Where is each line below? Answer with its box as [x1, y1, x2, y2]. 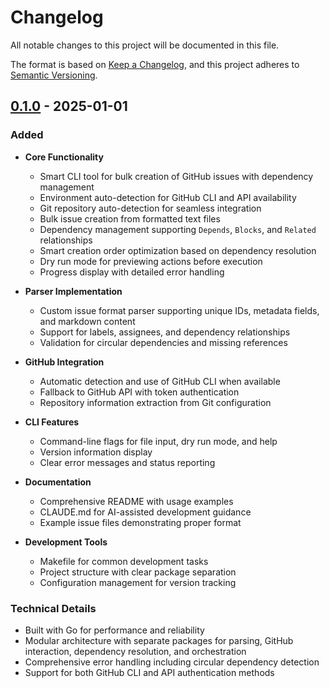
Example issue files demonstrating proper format [39, 516, 242, 528]
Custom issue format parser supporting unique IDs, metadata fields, [39, 304, 320, 316]
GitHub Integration [24, 356, 105, 368]
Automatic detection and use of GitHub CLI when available [39, 375, 281, 387]
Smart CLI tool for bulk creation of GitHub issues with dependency [39, 170, 314, 182]
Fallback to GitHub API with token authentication [39, 386, 240, 398]
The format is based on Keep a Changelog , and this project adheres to [10, 58, 300, 70]
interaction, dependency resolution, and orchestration [24, 645, 247, 657]
